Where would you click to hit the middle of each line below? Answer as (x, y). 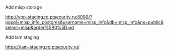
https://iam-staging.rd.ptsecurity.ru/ (42, 47)
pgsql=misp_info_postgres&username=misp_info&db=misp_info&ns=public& (84, 22)
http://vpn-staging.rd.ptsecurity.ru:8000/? (49, 17)
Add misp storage (24, 7)
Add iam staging (22, 37)
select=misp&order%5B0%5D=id (40, 27)
